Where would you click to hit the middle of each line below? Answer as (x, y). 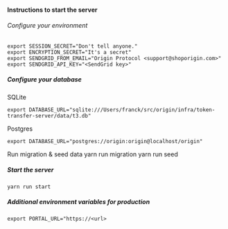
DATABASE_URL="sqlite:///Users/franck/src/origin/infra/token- (122, 110)
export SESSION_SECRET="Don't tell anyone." (72, 46)
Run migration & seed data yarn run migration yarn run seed (93, 154)
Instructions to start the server (52, 10)
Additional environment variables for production (79, 202)
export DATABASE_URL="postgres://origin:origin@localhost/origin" (105, 141)
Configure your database (44, 80)
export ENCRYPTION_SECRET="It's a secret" (69, 52)
